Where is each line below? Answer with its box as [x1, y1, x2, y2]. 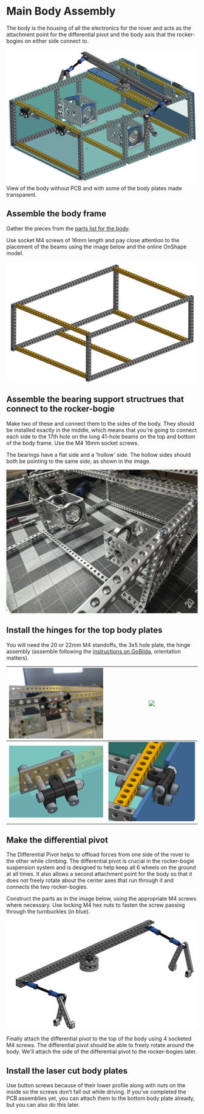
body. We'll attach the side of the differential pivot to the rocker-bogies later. [6, 1048, 197, 1055]
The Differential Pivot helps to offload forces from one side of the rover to [6, 851, 190, 858]
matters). [6, 654, 29, 661]
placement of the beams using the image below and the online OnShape [6, 243, 187, 250]
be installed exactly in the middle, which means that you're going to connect [6, 426, 197, 434]
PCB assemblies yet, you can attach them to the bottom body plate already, [6, 1095, 195, 1102]
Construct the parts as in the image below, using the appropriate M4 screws [6, 895, 197, 903]
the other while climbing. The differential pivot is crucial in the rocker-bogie [6, 858, 194, 865]
